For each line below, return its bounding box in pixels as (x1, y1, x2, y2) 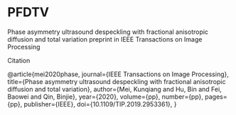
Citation (7, 56, 31, 64)
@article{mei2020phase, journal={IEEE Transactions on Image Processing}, (7, 70, 229, 78)
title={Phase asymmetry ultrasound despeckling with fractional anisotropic (7, 77, 226, 85)
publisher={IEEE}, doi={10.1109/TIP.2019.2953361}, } (23, 99, 177, 108)
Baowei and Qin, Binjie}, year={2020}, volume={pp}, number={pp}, (7, 92, 204, 101)
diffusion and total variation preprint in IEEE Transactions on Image (7, 35, 203, 43)
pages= (205, 92, 227, 101)
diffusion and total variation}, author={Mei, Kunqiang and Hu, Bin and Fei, (7, 85, 222, 93)
